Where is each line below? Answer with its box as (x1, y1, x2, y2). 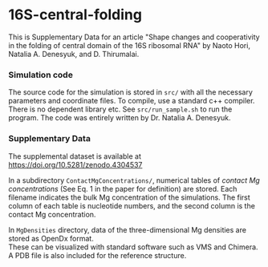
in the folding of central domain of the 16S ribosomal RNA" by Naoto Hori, (8, 40, 251, 50)
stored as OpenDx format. (8, 233, 94, 243)
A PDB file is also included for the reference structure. (8, 250, 187, 260)
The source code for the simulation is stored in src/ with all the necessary (8, 87, 253, 97)
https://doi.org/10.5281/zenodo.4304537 (8, 160, 143, 169)
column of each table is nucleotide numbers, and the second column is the (8, 200, 255, 210)
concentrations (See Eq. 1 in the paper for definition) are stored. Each (8, 184, 238, 193)
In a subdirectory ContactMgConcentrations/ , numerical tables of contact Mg (8, 175, 261, 185)
